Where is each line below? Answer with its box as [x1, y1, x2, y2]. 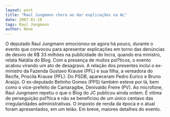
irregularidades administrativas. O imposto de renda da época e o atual [5, 101, 155, 107]
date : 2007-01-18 [5, 17, 42, 22]
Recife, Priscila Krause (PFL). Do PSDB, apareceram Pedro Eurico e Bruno [5, 73, 161, 80]
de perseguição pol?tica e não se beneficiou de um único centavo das [5, 95, 154, 102]
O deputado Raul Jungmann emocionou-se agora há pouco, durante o [5, 41, 154, 47]
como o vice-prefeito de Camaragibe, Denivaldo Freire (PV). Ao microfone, [5, 84, 163, 90]
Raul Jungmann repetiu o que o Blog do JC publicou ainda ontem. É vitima [5, 90, 162, 96]
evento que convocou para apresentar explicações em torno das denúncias [5, 46, 165, 52]
